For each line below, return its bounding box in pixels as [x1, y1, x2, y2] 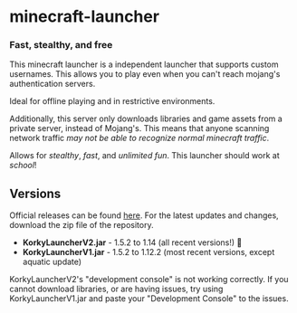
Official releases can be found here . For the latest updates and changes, [9, 210, 279, 221]
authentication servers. [9, 79, 96, 90]
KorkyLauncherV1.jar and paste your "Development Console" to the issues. [9, 293, 289, 304]
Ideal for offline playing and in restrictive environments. [9, 96, 216, 107]
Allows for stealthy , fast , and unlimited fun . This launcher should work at [9, 150, 281, 161]
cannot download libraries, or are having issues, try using [9, 283, 224, 295]
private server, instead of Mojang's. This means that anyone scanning [9, 123, 270, 134]
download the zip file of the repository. [9, 220, 154, 231]
